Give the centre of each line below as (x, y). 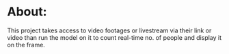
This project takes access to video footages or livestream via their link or (109, 30)
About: (27, 12)
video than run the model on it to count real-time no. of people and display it (114, 37)
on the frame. (26, 45)
